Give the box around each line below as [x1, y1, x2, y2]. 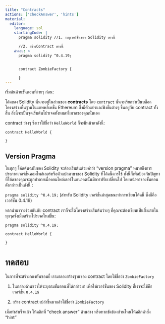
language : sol [14, 26, 43, 31]
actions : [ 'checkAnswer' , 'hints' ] [5, 12, 79, 17]
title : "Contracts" [5, 7, 46, 12]
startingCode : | [14, 30, 48, 35]
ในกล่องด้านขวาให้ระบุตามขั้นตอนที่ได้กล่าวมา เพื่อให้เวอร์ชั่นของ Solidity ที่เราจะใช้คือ [12, 283, 153, 289]
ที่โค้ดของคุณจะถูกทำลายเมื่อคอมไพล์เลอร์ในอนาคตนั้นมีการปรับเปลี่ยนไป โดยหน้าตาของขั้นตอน [5, 177, 159, 183]
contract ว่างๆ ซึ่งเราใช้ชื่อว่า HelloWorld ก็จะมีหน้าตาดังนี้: [5, 120, 105, 126]
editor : [9, 21, 26, 26]
